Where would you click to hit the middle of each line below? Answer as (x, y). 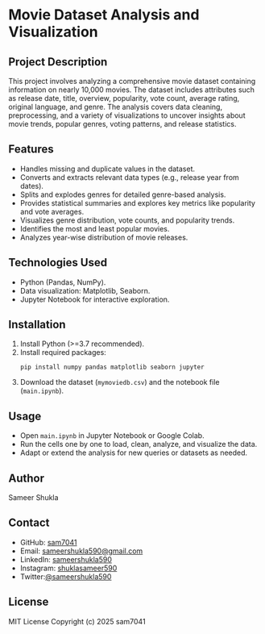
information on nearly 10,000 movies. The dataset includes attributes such (132, 90)
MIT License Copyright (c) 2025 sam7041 (77, 621)
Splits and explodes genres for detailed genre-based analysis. (123, 194)
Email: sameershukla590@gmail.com (81, 551)
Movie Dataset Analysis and (104, 15)
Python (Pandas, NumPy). (63, 282)
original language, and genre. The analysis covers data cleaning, (116, 107)
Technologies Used (58, 263)
